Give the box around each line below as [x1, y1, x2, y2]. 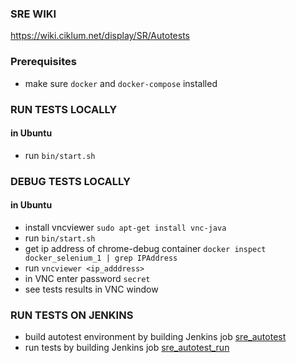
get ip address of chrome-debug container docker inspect [24, 242, 267, 254]
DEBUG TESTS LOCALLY [10, 174, 131, 188]
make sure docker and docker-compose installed [24, 77, 218, 89]
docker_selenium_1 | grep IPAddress [24, 253, 178, 263]
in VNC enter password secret [24, 272, 151, 284]
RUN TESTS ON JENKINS [10, 308, 134, 322]
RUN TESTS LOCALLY [10, 102, 118, 116]
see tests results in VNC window [24, 283, 159, 295]
